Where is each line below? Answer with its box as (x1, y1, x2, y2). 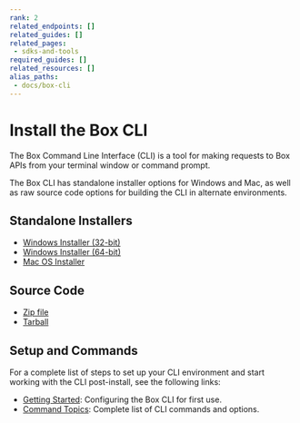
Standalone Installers (9, 212, 134, 228)
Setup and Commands (9, 342, 138, 359)
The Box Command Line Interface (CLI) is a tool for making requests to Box (9, 150, 291, 161)
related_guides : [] (9, 30, 84, 39)
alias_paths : (9, 73, 59, 82)
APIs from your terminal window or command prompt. (9, 160, 211, 171)
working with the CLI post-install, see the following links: (9, 377, 221, 387)
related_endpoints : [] (9, 22, 95, 31)
